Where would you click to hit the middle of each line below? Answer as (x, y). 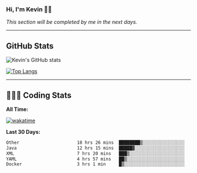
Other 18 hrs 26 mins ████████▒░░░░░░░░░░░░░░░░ (95, 143)
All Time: (17, 109)
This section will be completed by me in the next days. (72, 22)
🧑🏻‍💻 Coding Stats (39, 95)
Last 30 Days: (23, 132)
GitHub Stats (30, 46)
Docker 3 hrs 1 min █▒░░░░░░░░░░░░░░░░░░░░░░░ (95, 164)
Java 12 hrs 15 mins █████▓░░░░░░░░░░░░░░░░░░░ (95, 148)
